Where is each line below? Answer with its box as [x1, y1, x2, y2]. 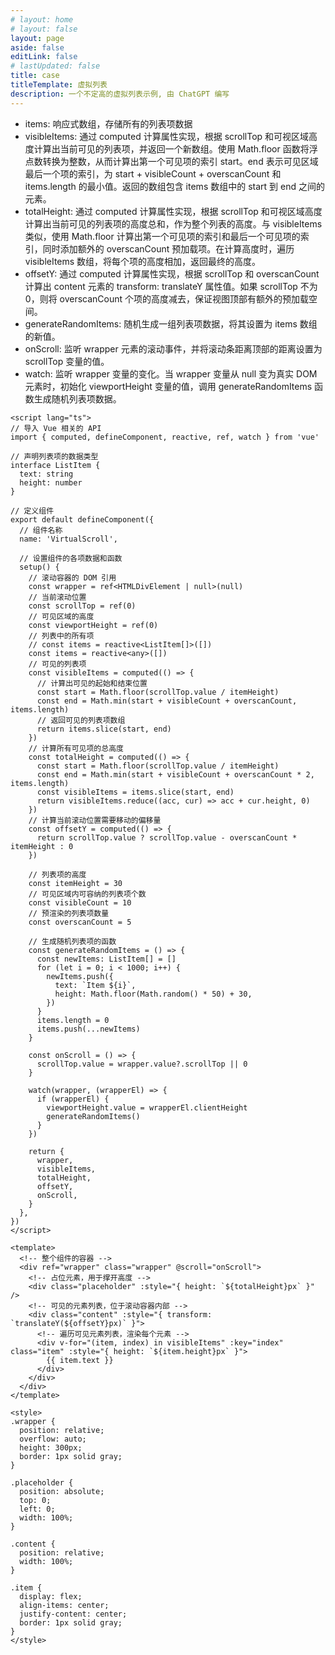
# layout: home [10, 14, 74, 25]
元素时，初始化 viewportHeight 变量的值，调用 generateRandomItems [24, 380, 313, 392]
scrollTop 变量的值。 [24, 355, 110, 367]
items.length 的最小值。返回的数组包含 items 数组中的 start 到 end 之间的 [24, 180, 325, 192]
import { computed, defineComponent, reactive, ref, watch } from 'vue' [10, 432, 320, 442]
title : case [10, 71, 60, 81]
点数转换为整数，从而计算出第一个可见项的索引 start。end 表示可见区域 [24, 155, 319, 167]
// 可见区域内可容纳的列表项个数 [28, 889, 147, 899]
